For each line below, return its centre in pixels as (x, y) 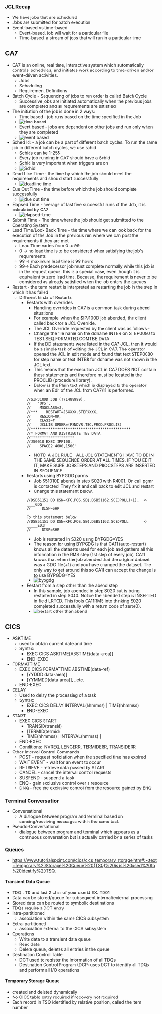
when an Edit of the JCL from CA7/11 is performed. (84, 390)
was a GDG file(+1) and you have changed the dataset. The (92, 565)
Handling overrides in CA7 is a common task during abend (92, 308)
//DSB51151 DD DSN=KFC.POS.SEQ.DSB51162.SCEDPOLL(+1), (83, 500)
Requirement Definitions (43, 91)
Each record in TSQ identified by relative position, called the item (77, 1002)
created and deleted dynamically (45, 992)
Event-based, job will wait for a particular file (64, 33)
